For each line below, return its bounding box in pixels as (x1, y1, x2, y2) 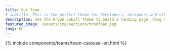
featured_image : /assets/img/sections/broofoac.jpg (5, 21, 116, 27)
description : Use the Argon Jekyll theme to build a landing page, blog (5, 17, 162, 22)
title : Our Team (5, 7, 39, 13)
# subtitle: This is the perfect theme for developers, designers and (5, 12, 157, 17)
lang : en (5, 26, 24, 31)
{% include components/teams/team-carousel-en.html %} (5, 40, 127, 46)
